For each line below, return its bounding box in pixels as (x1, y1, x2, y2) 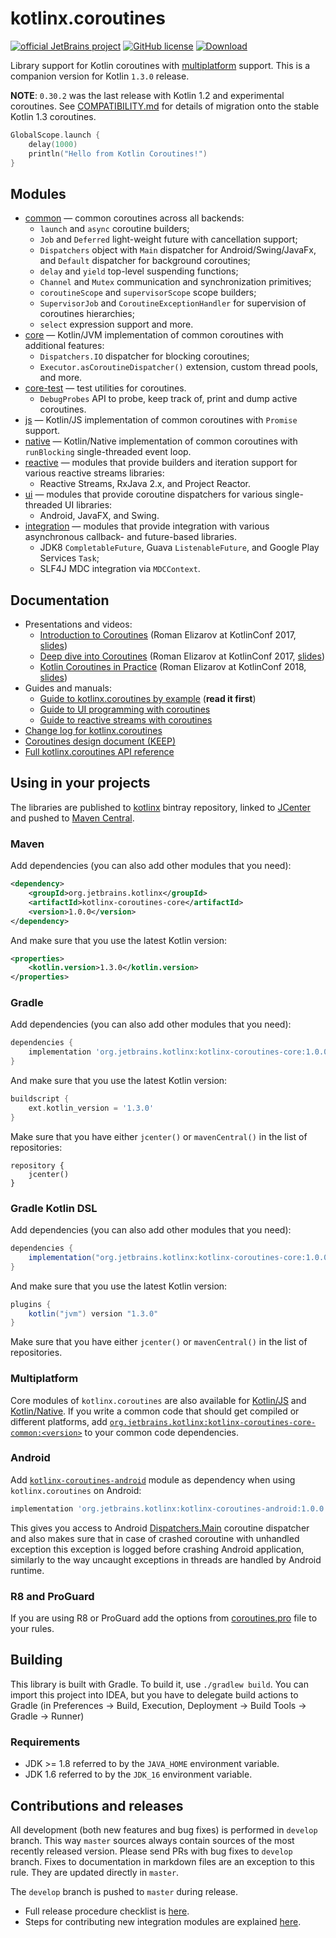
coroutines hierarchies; (39, 308, 135, 320)
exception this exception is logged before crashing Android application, (10, 1543, 305, 1555)
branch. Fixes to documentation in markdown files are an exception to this (10, 1855, 315, 1867)
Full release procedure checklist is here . (24, 1905, 190, 1917)
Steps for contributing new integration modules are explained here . (24, 1915, 302, 1927)
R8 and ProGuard (10, 1589, 95, 1603)
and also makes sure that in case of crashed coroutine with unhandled (10, 1532, 300, 1544)
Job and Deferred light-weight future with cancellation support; (39, 233, 298, 246)
